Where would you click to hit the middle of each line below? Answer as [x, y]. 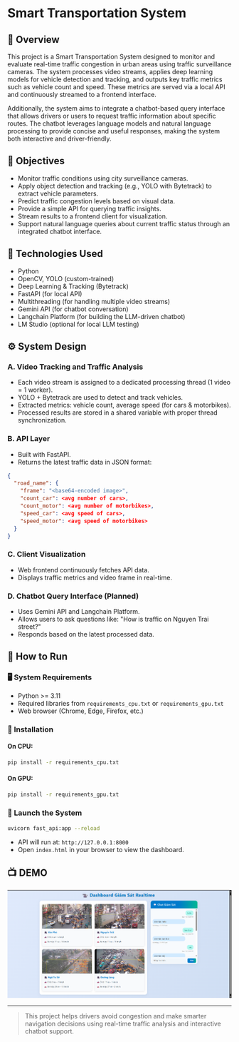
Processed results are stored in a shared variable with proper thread [118, 413]
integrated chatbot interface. [59, 231]
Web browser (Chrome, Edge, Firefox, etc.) [80, 711]
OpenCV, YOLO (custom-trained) [66, 278]
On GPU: [20, 779]
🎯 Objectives [36, 161]
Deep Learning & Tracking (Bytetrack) [73, 286]
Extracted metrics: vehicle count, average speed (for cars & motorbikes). [124, 405]
